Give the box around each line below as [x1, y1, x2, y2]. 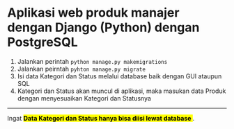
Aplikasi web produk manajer [7, 5, 180, 21]
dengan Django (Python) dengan [7, 19, 200, 35]
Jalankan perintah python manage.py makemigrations [17, 57, 168, 65]
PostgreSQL [7, 35, 78, 50]
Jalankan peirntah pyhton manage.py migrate [17, 64, 146, 73]
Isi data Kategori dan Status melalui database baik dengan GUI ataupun [17, 71, 222, 80]
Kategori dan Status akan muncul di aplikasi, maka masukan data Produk [17, 87, 226, 95]
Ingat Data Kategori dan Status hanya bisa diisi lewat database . [7, 114, 195, 122]
